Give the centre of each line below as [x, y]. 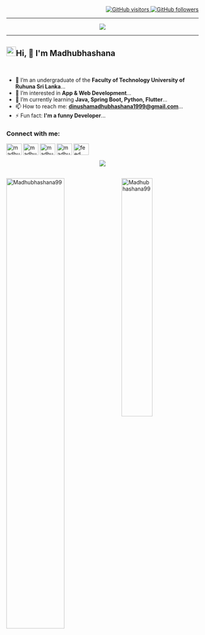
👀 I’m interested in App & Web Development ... [73, 93]
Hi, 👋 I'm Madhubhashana [66, 53]
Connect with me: [33, 133]
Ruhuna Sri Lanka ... [40, 86]
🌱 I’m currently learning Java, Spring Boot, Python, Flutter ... [91, 99]
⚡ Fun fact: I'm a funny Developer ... [60, 115]
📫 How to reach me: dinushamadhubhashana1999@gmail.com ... [99, 106]
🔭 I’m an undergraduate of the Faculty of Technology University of [100, 80]
